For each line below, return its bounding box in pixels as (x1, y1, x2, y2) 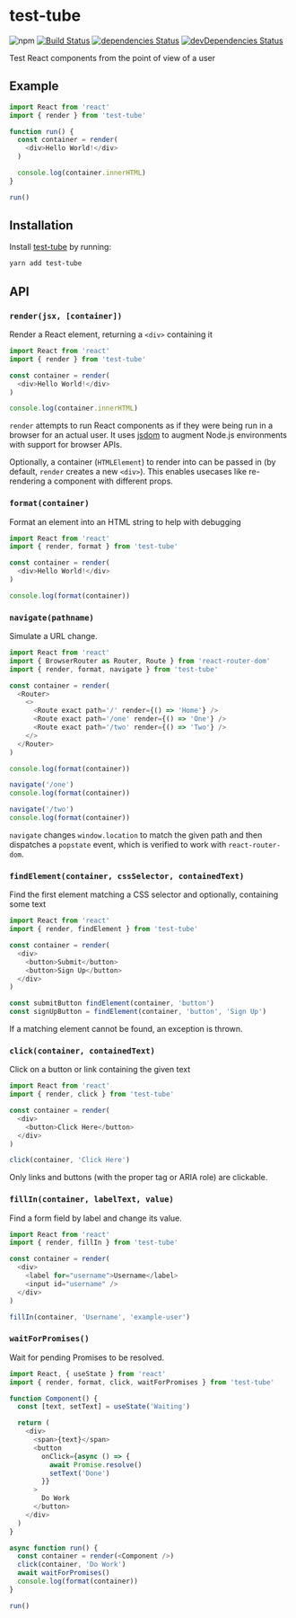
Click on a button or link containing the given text (9, 1064, 191, 1075)
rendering (9, 476, 46, 486)
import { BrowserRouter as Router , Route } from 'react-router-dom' (9, 656, 271, 665)
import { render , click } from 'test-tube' (9, 1089, 175, 1099)
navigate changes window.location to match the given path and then (9, 829, 263, 840)
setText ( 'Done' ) (48, 1469, 110, 1478)
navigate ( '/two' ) (9, 805, 74, 814)
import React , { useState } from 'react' (9, 1369, 167, 1378)
